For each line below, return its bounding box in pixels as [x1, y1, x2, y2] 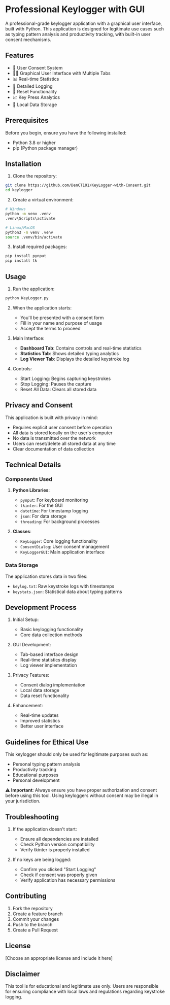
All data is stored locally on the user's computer [12, 430, 113, 436]
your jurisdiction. [5, 798, 41, 804]
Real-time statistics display [20, 657, 77, 663]
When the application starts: [12, 304, 72, 310]
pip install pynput [5, 254, 47, 259]
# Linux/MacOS [5, 225, 36, 230]
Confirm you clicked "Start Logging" [20, 867, 96, 873]
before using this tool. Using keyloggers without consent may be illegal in [5, 792, 159, 799]
